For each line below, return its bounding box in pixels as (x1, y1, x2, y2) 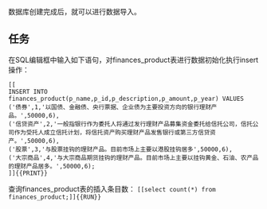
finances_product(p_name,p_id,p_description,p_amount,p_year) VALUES (8, 95, 245, 103)
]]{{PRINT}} (8, 169, 48, 177)
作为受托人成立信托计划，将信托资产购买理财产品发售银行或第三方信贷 (14, 128, 210, 137)
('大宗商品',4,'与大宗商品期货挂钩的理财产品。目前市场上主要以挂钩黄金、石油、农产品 (8, 153, 259, 161)
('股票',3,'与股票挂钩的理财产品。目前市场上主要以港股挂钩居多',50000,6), (8, 145, 233, 153)
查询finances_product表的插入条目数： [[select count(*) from (8, 184, 217, 193)
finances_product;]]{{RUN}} (8, 193, 102, 201)
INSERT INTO (8, 87, 48, 95)
